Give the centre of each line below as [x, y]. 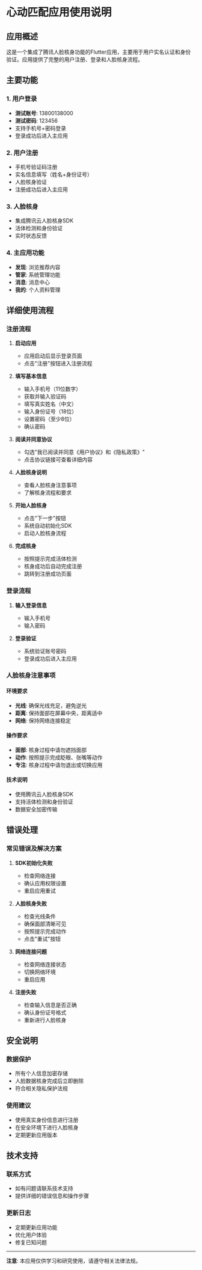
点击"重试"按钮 [42, 939]
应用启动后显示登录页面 [53, 356]
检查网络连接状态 [45, 964]
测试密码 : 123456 [36, 120]
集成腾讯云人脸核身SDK [44, 221]
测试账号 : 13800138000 [44, 113]
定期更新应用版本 [36, 1135]
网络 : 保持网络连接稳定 [43, 720]
